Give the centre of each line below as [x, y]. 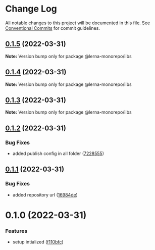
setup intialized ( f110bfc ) [38, 242]
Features [16, 231]
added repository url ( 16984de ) [45, 194]
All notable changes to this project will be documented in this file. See [78, 23]
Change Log [31, 9]
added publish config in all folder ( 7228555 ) [58, 154]
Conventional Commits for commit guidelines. [53, 28]
